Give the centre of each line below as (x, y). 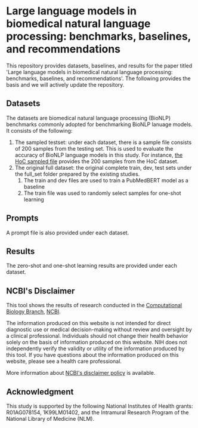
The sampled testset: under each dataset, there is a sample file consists (103, 142)
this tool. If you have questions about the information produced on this (92, 355)
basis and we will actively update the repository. (65, 84)
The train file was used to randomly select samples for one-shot (102, 193)
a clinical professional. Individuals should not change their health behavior (97, 336)
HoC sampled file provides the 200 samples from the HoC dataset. (97, 161)
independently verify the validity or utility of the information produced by (95, 348)
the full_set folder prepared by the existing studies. (77, 174)
